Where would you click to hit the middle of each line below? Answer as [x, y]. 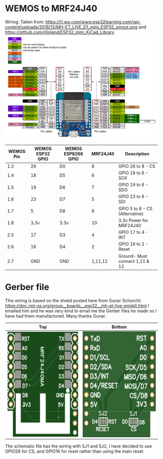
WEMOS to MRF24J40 [51, 8]
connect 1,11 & [134, 261]
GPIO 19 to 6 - [134, 185]
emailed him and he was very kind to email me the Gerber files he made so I [81, 311]
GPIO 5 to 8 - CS [136, 208]
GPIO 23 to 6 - [134, 197]
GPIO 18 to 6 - [134, 173]
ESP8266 [73, 154]
